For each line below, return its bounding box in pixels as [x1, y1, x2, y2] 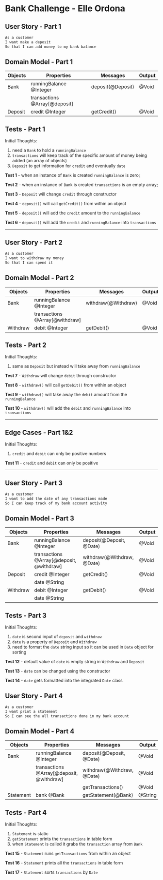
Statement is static [12, 831, 49, 837]
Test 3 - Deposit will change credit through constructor [5, 191, 117, 197]
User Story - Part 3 [5, 478, 63, 487]
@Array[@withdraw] [34, 316, 81, 323]
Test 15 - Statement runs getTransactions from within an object [5, 851, 131, 857]
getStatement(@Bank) [82, 792, 133, 799]
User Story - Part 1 [5, 22, 62, 31]
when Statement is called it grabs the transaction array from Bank [12, 841, 143, 847]
